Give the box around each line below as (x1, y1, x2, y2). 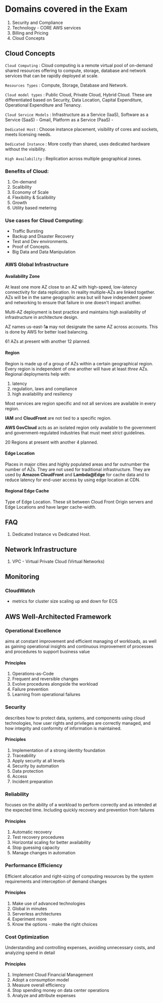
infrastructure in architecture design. (5, 314, 79, 320)
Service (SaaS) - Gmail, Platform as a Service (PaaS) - (5, 116, 114, 123)
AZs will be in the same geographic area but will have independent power (5, 294, 152, 300)
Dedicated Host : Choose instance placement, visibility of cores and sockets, (5, 126, 159, 132)
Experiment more (12, 916, 47, 922)
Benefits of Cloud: (5, 168, 49, 175)
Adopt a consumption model (12, 977, 69, 983)
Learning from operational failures (12, 691, 81, 697)
